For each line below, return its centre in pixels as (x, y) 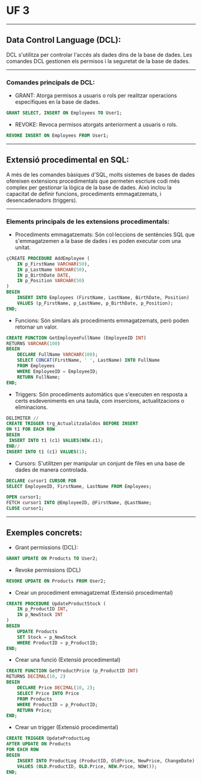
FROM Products (35, 699)
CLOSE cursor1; (25, 508)
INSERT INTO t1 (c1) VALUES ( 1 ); (47, 452)
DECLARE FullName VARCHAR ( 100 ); (57, 355)
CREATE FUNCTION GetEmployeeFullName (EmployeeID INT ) (76, 338)
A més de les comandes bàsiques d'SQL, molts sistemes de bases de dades (101, 174)
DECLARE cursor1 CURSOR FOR (41, 481)
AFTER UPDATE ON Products (38, 744)
